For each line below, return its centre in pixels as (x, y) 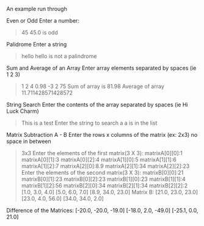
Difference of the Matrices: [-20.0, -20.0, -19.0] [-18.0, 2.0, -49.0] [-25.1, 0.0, (102, 210)
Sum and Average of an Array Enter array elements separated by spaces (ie (101, 68)
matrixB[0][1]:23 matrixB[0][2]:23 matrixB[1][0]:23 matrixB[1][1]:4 (104, 179)
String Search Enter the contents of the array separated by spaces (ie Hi (97, 104)
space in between (29, 141)
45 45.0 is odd (39, 32)
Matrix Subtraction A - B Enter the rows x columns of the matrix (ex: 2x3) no (102, 135)
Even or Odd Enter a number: (43, 20)
